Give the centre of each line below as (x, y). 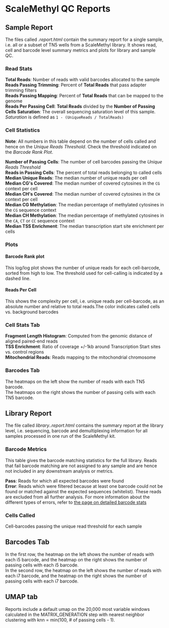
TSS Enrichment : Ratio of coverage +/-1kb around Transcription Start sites (83, 347)
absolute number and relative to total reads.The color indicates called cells (83, 306)
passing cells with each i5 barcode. (42, 565)
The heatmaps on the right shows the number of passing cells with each (80, 392)
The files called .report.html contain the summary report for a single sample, (84, 39)
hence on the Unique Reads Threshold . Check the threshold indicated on (81, 146)
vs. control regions (25, 352)
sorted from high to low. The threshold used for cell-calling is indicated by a (84, 273)
